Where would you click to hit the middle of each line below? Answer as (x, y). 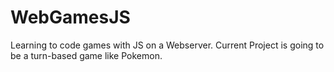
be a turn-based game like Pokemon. (86, 55)
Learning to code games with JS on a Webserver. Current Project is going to (167, 45)
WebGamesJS (70, 17)
